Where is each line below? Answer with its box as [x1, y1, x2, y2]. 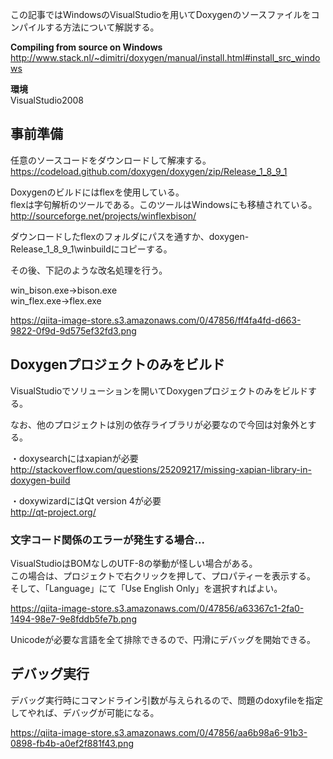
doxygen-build [10, 474, 71, 486]
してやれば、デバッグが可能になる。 [10, 706, 160, 718]
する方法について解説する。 [44, 21, 160, 33]
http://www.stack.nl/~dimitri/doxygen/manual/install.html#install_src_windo [10, 52, 321, 63]
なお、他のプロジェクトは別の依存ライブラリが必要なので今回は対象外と [10, 418, 308, 430]
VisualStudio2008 [10, 94, 85, 106]
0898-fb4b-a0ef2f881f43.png [10, 737, 135, 749]
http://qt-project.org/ [10, 506, 97, 518]
